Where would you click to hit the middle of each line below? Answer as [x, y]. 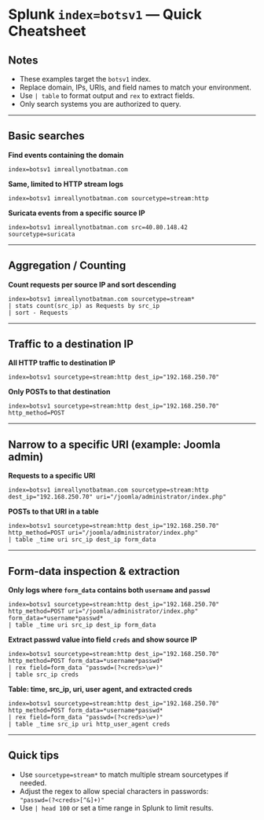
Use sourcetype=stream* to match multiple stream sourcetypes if [124, 774]
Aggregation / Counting [67, 266]
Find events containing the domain [66, 155]
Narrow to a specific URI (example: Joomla [114, 444]
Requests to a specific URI [52, 476]
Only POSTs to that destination [59, 392]
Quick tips [33, 756]
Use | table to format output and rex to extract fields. [107, 95]
